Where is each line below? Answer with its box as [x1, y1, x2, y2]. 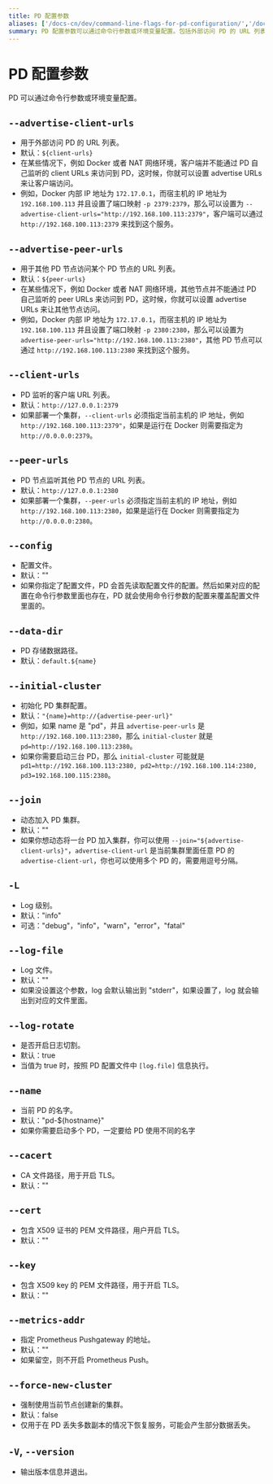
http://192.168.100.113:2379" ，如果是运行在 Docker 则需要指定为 [19, 420, 244, 430]
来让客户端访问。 [19, 178, 78, 188]
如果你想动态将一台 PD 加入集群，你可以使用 [19, 835, 170, 845]
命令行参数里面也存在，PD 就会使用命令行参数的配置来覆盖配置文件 [34, 591, 260, 600]
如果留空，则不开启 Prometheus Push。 [19, 1355, 154, 1365]
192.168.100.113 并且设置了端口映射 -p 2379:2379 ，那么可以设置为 [19, 199, 244, 208]
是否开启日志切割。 [19, 1041, 85, 1050]
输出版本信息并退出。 [19, 1466, 92, 1477]
